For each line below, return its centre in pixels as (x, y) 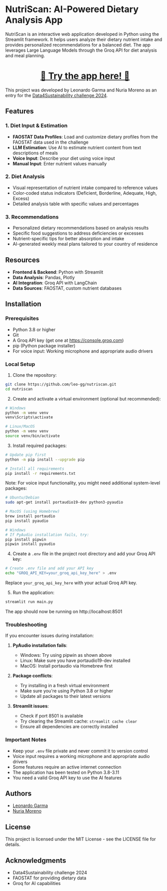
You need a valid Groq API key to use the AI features (67, 778)
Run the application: (33, 593)
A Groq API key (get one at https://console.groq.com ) (68, 340)
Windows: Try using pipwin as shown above (66, 655)
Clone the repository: (35, 375)
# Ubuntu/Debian (22, 498)
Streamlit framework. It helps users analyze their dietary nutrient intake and (84, 39)
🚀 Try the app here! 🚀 (85, 76)
